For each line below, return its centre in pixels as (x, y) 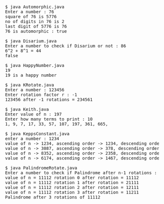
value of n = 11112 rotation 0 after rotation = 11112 (72, 178)
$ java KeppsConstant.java (37, 134)
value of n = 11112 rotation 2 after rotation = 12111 (72, 187)
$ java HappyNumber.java (35, 65)
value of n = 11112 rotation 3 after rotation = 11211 (72, 192)
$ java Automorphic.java (35, 7)
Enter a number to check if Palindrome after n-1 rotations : (81, 173)
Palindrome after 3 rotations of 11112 (53, 197)
